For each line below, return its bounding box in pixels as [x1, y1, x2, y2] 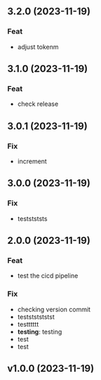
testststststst [17, 312, 55, 321]
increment [17, 157, 47, 165]
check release [17, 100, 59, 108]
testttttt [17, 320, 39, 328]
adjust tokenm [17, 42, 59, 51]
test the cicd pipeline [17, 271, 79, 280]
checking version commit [17, 305, 91, 313]
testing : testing [17, 327, 62, 336]
